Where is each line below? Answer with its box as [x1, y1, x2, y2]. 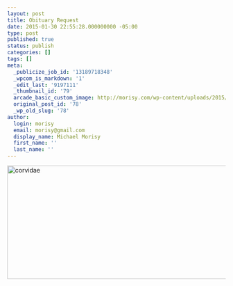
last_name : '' [13, 146, 54, 153]
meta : [7, 62, 23, 69]
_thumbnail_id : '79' [13, 88, 73, 95]
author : [7, 113, 30, 120]
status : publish [7, 42, 54, 49]
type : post [7, 29, 39, 37]
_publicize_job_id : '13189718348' [13, 68, 113, 75]
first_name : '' [13, 140, 58, 147]
